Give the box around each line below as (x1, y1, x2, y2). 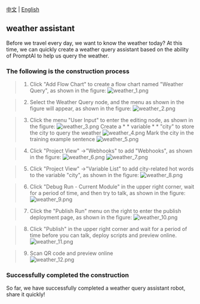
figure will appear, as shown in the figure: (29, 105, 132, 113)
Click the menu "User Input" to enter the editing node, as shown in (29, 117, 193, 124)
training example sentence (29, 136, 96, 143)
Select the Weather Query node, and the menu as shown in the (29, 99, 184, 106)
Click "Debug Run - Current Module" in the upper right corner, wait (29, 183, 195, 190)
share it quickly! (6, 291, 45, 298)
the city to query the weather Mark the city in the (29, 129, 194, 136)
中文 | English (6, 6, 40, 13)
